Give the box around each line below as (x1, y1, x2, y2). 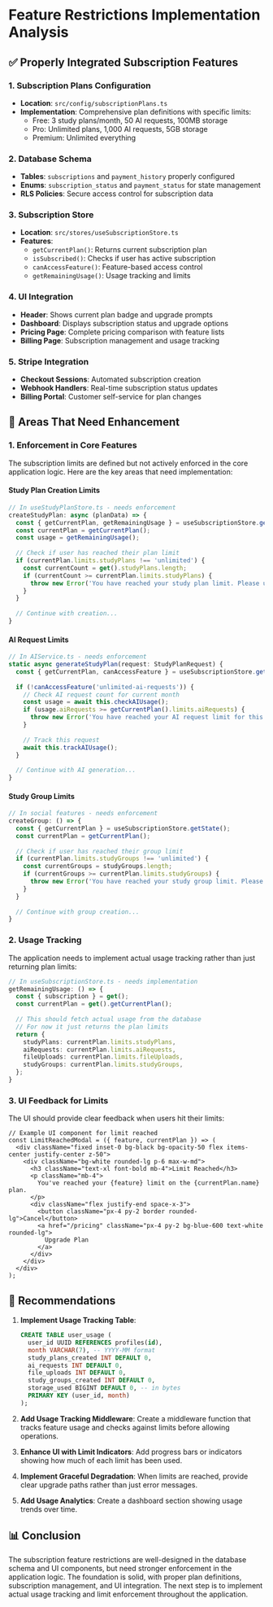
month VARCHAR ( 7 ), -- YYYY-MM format (28, 1346, 156, 1354)
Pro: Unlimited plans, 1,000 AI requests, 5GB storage (32, 124, 209, 133)
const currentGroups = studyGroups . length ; (23, 862, 173, 871)
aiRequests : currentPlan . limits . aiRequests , (23, 1046, 176, 1054)
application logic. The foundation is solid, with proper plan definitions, (8, 1572, 242, 1582)
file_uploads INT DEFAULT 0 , (28, 1369, 127, 1377)
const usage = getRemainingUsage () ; (15, 534, 140, 542)
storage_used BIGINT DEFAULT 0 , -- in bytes (28, 1384, 181, 1392)
